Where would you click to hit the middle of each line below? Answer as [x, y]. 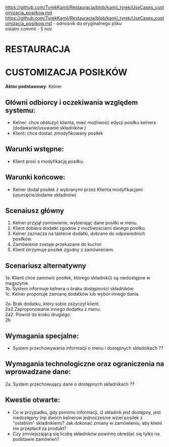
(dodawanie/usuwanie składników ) [49, 128]
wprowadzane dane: [38, 372]
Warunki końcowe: [35, 177]
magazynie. [17, 283]
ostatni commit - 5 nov [29, 29]
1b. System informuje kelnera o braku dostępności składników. [70, 289]
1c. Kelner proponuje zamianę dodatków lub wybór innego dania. [72, 294]
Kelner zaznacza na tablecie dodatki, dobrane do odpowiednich [79, 234]
